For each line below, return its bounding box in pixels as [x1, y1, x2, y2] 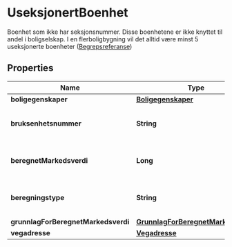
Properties [7, 62, 54, 74]
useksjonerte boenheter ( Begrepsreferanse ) [7, 42, 133, 50]
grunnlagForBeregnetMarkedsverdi [10, 217, 130, 226]
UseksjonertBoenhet [7, 5, 129, 21]
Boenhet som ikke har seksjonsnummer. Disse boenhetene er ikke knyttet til [7, 28, 223, 36]
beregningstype [10, 192, 65, 202]
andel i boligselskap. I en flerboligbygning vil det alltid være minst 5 [7, 34, 199, 43]
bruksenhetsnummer [10, 119, 81, 128]
